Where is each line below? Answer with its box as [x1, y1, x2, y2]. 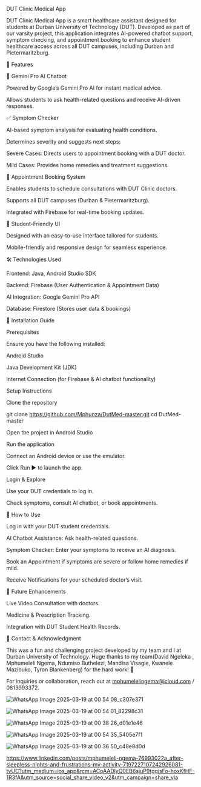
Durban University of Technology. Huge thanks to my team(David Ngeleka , [6, 653, 194, 660]
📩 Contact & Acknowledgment [6, 635, 82, 642]
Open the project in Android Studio [6, 429, 93, 436]
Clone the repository [6, 399, 58, 406]
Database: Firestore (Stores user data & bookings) [6, 305, 131, 312]
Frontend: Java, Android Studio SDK [6, 270, 96, 277]
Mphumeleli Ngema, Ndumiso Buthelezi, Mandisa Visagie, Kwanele [6, 660, 173, 666]
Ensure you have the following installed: [6, 340, 106, 347]
